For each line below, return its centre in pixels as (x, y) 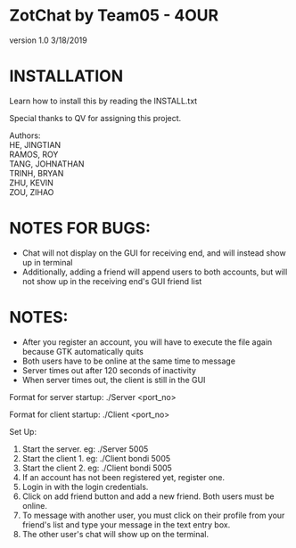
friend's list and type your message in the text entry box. (126, 524)
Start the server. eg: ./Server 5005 (85, 449)
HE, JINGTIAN (35, 144)
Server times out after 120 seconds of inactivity (109, 370)
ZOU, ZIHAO (32, 192)
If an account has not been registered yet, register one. (123, 477)
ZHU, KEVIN (31, 183)
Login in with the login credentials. (85, 487)
